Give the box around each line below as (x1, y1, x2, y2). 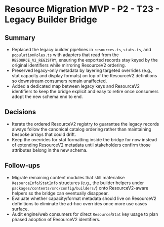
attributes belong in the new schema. (11, 147, 87, 153)
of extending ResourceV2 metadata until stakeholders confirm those (11, 142, 151, 148)
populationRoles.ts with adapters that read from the (11, 52, 119, 58)
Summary (4, 33, 36, 42)
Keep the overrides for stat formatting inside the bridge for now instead (11, 136, 157, 142)
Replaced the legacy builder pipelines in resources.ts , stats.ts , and (11, 47, 152, 52)
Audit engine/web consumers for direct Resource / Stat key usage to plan (11, 211, 159, 217)
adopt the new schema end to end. (11, 94, 83, 99)
